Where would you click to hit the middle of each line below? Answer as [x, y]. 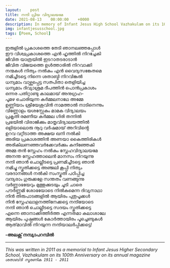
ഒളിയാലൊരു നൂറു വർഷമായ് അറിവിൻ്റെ [47, 128]
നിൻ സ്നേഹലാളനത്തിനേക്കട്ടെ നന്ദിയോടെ [49, 202]
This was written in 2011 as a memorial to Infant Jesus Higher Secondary [81, 250]
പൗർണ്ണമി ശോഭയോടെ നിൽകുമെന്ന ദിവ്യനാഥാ [54, 190]
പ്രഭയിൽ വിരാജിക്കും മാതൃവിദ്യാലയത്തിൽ [47, 122]
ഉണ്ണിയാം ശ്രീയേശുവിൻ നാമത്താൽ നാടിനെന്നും [54, 105]
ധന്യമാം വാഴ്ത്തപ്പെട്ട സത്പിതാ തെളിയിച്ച [45, 82]
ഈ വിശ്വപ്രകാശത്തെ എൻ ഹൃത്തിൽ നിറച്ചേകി [53, 53]
